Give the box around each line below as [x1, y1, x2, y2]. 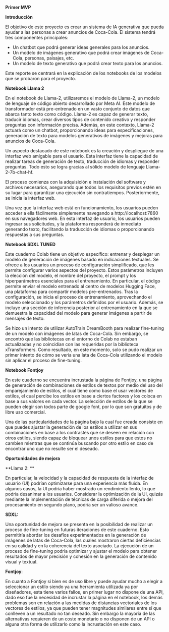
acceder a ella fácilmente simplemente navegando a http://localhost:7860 [5, 210, 158, 216]
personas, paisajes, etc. [24, 55, 74, 61]
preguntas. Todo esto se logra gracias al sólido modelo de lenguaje [5, 164, 145, 169]
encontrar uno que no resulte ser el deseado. [5, 446, 99, 451]
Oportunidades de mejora [5, 455, 61, 461]
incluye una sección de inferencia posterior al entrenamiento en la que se [5, 305, 158, 311]
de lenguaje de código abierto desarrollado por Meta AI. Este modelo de [5, 100, 155, 106]
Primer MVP [5, 5, 31, 10]
